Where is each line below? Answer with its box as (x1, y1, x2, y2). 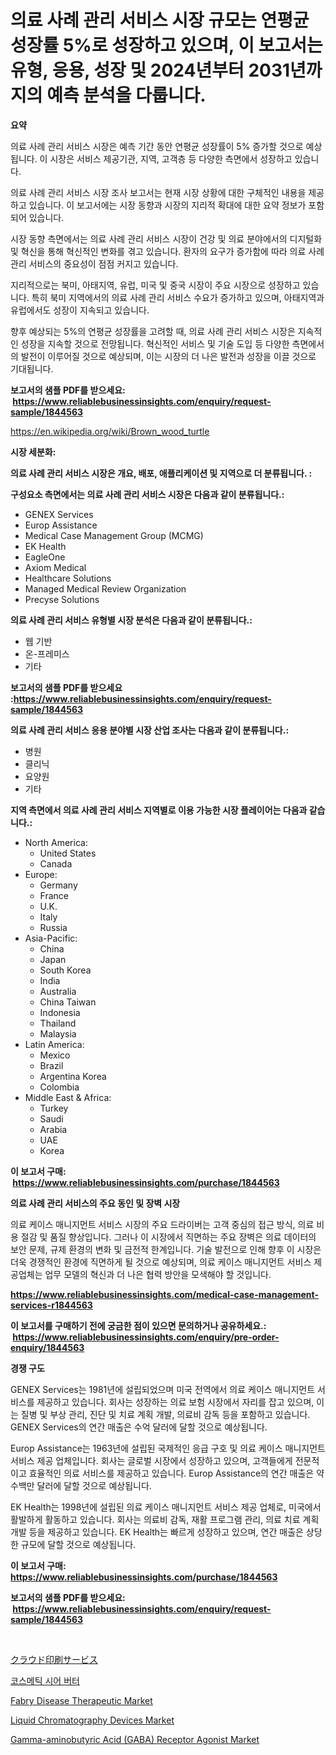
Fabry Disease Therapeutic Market (10, 1694, 153, 1706)
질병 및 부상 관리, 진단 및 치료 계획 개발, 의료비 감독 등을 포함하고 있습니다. (20, 1408, 311, 1420)
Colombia (39, 1081, 80, 1093)
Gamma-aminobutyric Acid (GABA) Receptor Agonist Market (10, 1733, 260, 1745)
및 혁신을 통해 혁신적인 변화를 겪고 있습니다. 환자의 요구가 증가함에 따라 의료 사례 (10, 245, 325, 257)
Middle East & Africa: (24, 1091, 112, 1103)
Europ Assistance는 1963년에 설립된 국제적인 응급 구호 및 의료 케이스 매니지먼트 (10, 1442, 326, 1454)
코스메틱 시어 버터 (10, 1674, 80, 1686)
